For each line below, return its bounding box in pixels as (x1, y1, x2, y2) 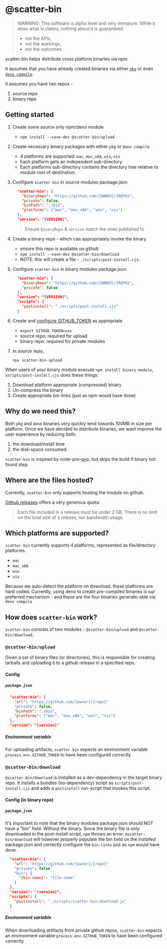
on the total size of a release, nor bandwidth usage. (17, 514, 124, 520)
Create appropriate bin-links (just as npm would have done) (12, 392, 136, 398)
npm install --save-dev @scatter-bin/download (20, 252, 119, 257)
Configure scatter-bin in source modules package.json (12, 179, 128, 185)
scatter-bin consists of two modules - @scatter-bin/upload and (5, 626, 138, 632)
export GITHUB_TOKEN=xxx (20, 328, 72, 333)
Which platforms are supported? (5, 528, 109, 538)
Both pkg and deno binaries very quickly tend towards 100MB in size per (5, 420, 152, 427)
